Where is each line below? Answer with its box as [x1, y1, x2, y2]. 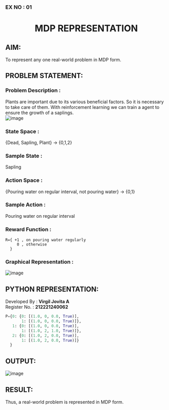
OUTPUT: [5, 357, 36, 365]
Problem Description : [5, 87, 61, 94]
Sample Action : [5, 201, 46, 209]
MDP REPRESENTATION [34, 23, 138, 34]
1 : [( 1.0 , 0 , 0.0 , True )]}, [21, 319, 82, 324]
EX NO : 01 [5, 4, 32, 11]
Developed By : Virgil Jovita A [5, 299, 69, 305]
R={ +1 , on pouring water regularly [5, 237, 86, 243]
